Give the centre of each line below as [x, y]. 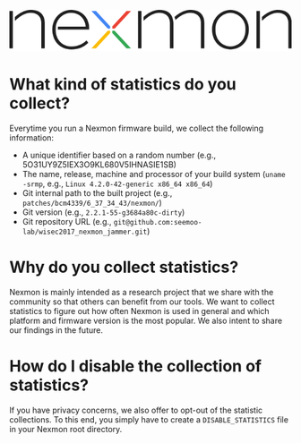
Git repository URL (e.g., [67, 221]
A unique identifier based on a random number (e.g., [119, 155]
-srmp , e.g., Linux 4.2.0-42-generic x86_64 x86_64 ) [117, 183]
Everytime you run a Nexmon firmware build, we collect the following [137, 128]
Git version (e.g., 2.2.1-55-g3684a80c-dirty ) [103, 212]
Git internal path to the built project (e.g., [97, 192]
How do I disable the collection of [136, 366]
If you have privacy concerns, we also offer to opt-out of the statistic [136, 410]
